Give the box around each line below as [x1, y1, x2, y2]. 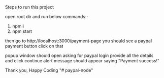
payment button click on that [5, 43, 64, 49]
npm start [12, 28, 32, 34]
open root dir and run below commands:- [5, 14, 89, 19]
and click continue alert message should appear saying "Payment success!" [5, 58, 160, 63]
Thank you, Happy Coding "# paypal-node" [5, 67, 94, 73]
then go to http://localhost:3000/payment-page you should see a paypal [5, 38, 152, 44]
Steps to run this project [5, 4, 54, 10]
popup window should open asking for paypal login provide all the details [5, 52, 154, 58]
